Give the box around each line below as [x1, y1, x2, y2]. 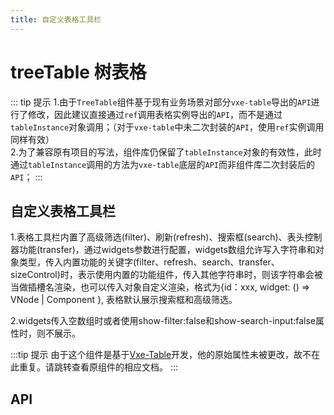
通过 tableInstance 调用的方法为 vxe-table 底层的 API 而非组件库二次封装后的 [10, 158, 315, 170]
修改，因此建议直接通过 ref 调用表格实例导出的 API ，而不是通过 [27, 108, 283, 120]
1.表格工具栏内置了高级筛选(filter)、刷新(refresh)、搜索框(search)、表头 [10, 231, 305, 243]
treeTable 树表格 [10, 61, 147, 83]
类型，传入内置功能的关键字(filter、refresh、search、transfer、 [18, 256, 280, 268]
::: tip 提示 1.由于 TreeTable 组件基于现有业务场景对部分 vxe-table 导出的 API [10, 96, 312, 108]
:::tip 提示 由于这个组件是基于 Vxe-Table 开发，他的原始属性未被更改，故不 [10, 349, 312, 361]
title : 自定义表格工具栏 [10, 14, 102, 25]
